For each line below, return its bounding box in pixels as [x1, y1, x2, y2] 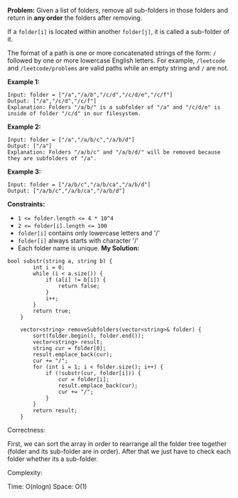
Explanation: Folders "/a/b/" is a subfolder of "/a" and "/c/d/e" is [7, 104, 221, 111]
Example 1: [7, 78, 40, 86]
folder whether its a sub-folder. [7, 455, 98, 463]
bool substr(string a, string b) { [7, 258, 113, 265]
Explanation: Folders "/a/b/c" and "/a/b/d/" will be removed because [7, 149, 221, 156]
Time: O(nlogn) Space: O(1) [7, 482, 87, 490]
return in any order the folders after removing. [7, 14, 143, 22]
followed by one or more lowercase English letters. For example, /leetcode [7, 56, 226, 65]
